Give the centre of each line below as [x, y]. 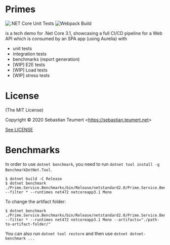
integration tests [30, 54]
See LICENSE [19, 129]
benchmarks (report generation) [46, 59]
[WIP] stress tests [31, 75]
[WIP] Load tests [30, 70]
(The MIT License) [25, 110]
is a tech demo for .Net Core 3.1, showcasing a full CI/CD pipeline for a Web [84, 33]
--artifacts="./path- [136, 220]
